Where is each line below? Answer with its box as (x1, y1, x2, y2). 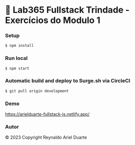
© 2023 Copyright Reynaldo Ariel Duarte (5, 134, 87, 141)
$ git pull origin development (5, 88, 69, 93)
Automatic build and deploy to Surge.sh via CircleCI (5, 78, 131, 84)
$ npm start (5, 66, 29, 71)
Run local (5, 55, 28, 62)
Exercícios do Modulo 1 (5, 15, 100, 26)
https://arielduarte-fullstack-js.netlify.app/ (5, 111, 90, 117)
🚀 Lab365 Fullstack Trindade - (5, 4, 130, 16)
